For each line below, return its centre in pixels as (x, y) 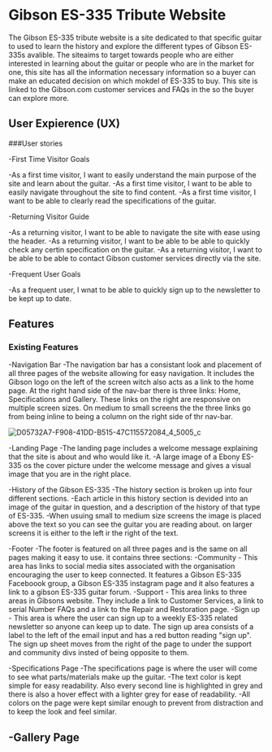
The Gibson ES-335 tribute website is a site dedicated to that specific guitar (135, 37)
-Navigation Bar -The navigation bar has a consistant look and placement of (135, 365)
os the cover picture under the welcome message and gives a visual (137, 466)
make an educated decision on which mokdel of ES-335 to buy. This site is (133, 81)
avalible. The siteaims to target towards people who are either (130, 55)
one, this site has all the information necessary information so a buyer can (132, 72)
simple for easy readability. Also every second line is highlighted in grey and (136, 686)
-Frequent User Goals (45, 273)
